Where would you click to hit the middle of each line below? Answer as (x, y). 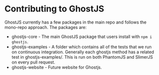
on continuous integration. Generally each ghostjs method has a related (83, 52)
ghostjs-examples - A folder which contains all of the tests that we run (81, 47)
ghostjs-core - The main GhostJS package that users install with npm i (82, 37)
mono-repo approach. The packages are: (46, 27)
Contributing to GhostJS (54, 9)
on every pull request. (33, 62)
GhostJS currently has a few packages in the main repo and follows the (76, 22)
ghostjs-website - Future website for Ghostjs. (57, 67)
